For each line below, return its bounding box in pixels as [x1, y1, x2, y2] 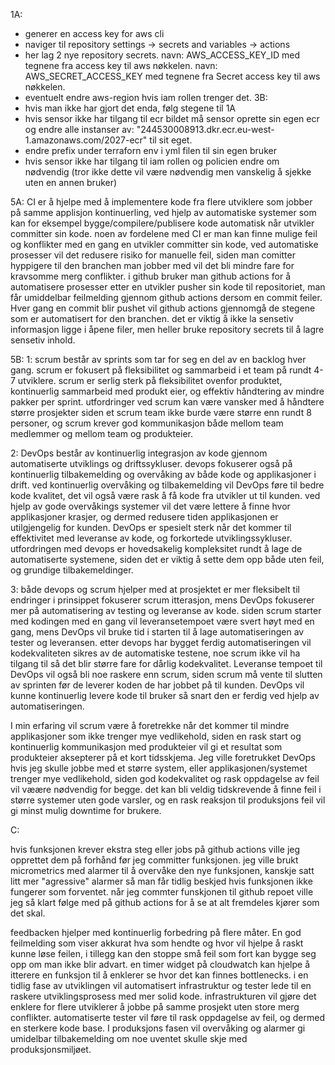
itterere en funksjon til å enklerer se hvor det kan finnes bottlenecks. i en [10, 969, 309, 981]
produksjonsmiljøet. [10, 1044, 92, 1055]
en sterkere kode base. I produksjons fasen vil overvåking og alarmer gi [10, 1022, 306, 1034]
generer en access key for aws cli [24, 28, 165, 39]
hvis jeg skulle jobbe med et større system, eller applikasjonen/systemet [10, 762, 308, 774]
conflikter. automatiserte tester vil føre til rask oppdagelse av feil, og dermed [10, 1012, 325, 1023]
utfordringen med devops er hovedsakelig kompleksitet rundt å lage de [10, 543, 303, 554]
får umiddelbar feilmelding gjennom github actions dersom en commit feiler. [10, 292, 323, 303]
